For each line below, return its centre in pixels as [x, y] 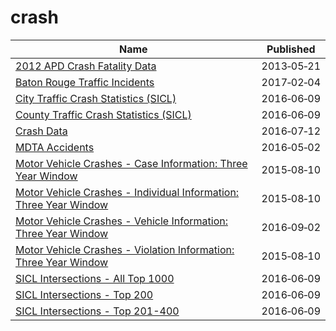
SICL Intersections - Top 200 [84, 294]
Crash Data [41, 131]
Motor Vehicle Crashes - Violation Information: [125, 249]
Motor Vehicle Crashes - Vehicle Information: [121, 221]
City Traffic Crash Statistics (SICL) [96, 98]
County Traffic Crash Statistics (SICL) [103, 114]
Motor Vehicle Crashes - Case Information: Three [131, 163]
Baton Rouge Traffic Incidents [85, 82]
